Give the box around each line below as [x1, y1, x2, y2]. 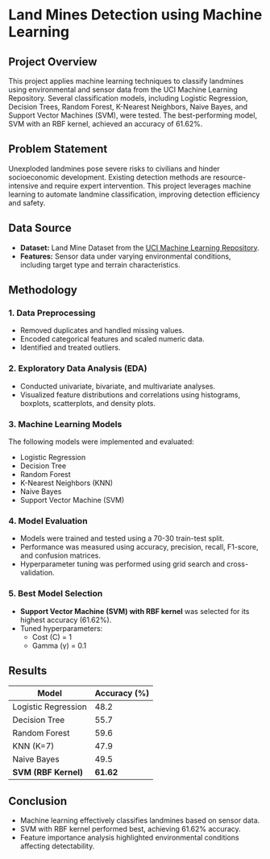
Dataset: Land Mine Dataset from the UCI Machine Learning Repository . [19, 243, 260, 252]
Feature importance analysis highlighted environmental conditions [19, 832, 239, 843]
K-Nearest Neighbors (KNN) [19, 478, 114, 488]
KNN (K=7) [12, 741, 55, 752]
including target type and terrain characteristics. [19, 259, 181, 269]
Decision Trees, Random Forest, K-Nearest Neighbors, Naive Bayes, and [8, 102, 248, 111]
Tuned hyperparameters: [19, 623, 103, 633]
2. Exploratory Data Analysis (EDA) [8, 363, 147, 374]
